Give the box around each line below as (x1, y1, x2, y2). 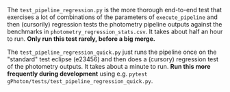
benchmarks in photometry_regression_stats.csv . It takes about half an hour (7, 27, 223, 35)
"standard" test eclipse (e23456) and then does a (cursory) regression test (7, 55, 219, 63)
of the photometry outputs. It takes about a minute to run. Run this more (7, 63, 211, 70)
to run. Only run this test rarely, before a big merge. (7, 35, 155, 43)
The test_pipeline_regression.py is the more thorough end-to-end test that (7, 6, 222, 14)
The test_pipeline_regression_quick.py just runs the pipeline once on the (7, 48, 217, 56)
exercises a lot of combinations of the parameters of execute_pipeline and (7, 13, 218, 21)
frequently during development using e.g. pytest (7, 70, 148, 78)
